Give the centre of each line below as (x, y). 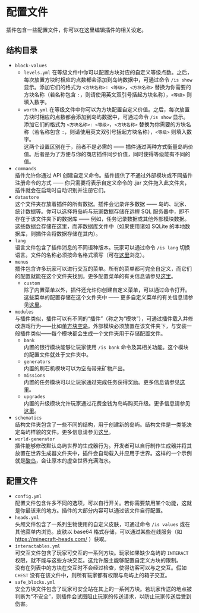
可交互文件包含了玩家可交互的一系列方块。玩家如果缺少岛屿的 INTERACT (102, 553)
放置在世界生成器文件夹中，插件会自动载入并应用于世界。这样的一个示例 (103, 453)
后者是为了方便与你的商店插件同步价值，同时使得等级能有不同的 (112, 154)
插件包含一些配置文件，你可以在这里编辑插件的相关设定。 (76, 30)
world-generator (35, 439)
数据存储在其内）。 (78, 233)
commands (26, 168)
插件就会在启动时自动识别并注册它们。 (61, 190)
